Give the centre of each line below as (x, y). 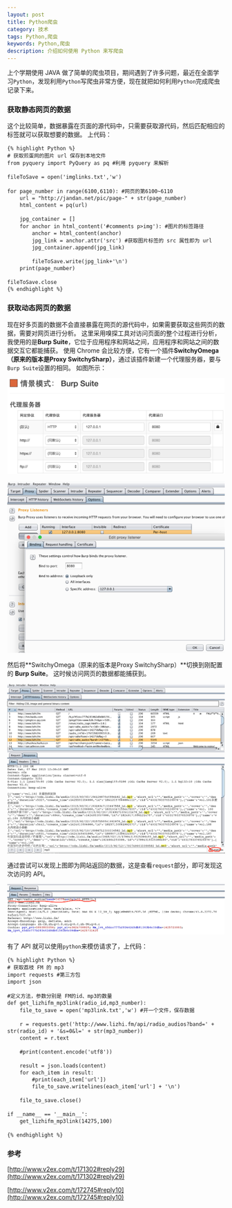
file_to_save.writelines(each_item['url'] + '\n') (106, 1086)
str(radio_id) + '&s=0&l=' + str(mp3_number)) (75, 1031)
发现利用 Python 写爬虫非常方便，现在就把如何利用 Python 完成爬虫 (129, 81)
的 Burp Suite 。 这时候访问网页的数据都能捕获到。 (79, 673)
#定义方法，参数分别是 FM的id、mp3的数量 (60, 996)
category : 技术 (28, 29)
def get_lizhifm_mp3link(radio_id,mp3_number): (77, 1003)
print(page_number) (48, 269)
